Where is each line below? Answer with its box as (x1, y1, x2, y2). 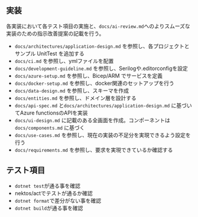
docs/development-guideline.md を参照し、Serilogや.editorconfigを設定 (14, 65, 188, 72)
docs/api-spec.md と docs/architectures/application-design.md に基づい (14, 101, 192, 108)
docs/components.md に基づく (14, 124, 85, 131)
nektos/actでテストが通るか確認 (14, 189, 93, 197)
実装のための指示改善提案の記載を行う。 (6, 30, 105, 37)
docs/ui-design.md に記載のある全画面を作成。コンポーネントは (14, 116, 170, 123)
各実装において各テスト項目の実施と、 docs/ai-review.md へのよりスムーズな (6, 23, 190, 30)
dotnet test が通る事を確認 (14, 182, 81, 189)
